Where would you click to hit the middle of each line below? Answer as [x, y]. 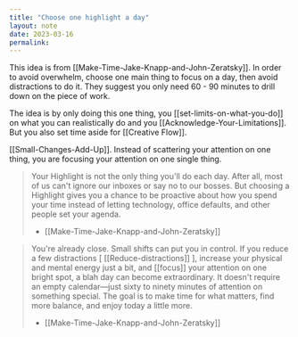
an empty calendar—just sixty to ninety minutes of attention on [147, 287]
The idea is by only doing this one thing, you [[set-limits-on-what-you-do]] [146, 113]
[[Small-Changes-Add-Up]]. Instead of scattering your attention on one [140, 150]
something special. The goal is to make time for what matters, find [153, 296]
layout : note [33, 26]
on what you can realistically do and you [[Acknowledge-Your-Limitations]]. [148, 123]
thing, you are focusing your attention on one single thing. [116, 159]
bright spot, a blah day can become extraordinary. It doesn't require [156, 277]
